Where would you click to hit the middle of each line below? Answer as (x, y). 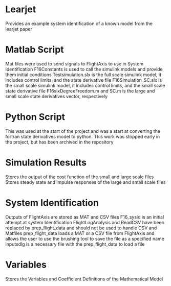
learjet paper (19, 29)
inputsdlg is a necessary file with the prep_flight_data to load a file (75, 244)
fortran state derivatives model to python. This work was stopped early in (83, 136)
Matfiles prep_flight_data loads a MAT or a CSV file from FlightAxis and (80, 233)
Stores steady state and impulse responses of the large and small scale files (85, 182)
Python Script (35, 117)
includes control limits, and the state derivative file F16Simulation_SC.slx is (84, 80)
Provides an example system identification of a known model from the (79, 23)
